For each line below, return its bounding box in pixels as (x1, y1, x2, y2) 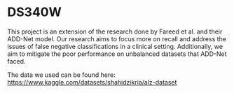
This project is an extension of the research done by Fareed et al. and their (7, 27, 223, 36)
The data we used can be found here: (7, 71, 116, 79)
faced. (7, 57, 26, 65)
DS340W (7, 4, 62, 20)
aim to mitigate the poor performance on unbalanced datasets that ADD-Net (7, 50, 227, 58)
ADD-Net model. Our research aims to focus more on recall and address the (7, 34, 226, 43)
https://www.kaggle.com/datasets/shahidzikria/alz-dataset (7, 78, 177, 86)
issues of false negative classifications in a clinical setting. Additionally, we (7, 42, 223, 50)
